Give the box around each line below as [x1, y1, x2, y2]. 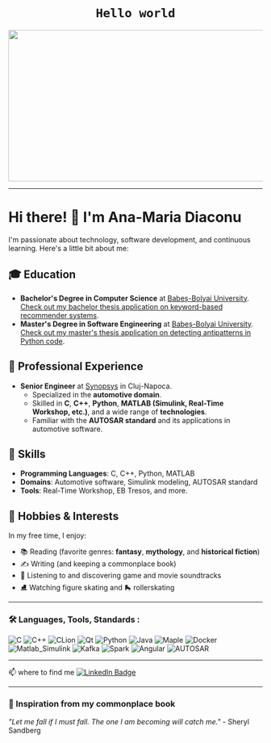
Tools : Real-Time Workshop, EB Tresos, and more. [19, 486, 188, 496]
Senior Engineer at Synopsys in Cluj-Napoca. [19, 381, 173, 391]
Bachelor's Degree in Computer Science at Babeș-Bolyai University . [19, 293, 250, 303]
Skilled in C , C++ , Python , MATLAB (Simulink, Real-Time [31, 398, 224, 408]
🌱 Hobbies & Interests [8, 509, 119, 523]
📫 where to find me [8, 668, 75, 678]
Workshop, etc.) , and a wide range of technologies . [31, 406, 207, 417]
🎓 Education [8, 268, 77, 282]
